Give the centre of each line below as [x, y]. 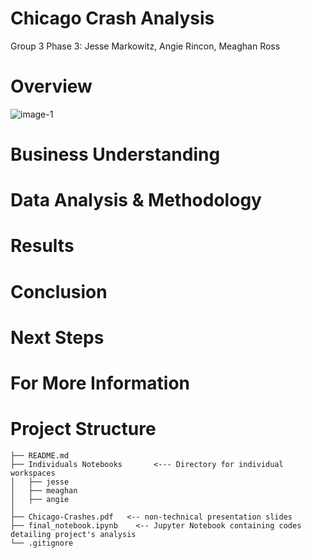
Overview [51, 86]
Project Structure [83, 429]
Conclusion [59, 291]
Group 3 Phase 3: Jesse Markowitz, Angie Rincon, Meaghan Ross [145, 46]
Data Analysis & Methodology [136, 200]
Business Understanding [115, 154]
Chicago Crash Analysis [112, 18]
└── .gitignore [42, 543]
